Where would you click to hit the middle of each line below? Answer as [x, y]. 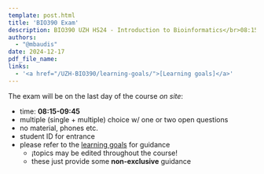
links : [19, 67]
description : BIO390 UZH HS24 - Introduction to [89, 30]
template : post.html [42, 15]
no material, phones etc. [59, 128]
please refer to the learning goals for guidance [95, 144]
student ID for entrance [57, 136]
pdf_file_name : [33, 60]
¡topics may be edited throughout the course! [104, 153]
